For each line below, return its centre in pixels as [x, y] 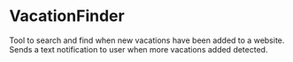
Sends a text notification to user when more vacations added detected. [139, 49]
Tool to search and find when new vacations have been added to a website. [147, 40]
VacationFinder [67, 16]
